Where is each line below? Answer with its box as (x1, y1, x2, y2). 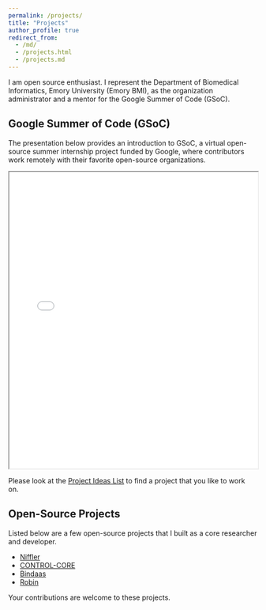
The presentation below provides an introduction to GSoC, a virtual (8, 138, 226, 147)
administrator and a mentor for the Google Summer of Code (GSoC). (8, 94, 230, 104)
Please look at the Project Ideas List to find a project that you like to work (8, 475, 245, 485)
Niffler (19, 551, 41, 562)
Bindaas (19, 569, 47, 578)
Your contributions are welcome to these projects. (8, 593, 171, 602)
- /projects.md (15, 56, 66, 64)
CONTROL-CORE (19, 560, 76, 570)
